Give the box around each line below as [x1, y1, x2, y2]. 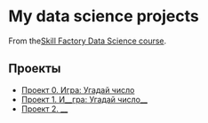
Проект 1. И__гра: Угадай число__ [20, 94, 148, 104]
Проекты [8, 61, 61, 76]
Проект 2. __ [20, 104, 68, 114]
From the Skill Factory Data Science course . [8, 35, 167, 46]
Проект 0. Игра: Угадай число [20, 84, 135, 95]
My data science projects [8, 6, 199, 27]
